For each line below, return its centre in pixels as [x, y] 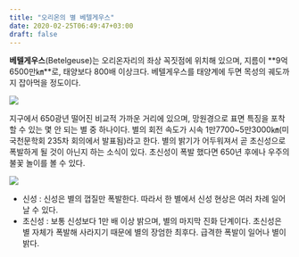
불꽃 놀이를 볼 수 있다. [47, 163]
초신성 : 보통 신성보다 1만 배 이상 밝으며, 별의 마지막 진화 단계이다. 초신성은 [152, 221]
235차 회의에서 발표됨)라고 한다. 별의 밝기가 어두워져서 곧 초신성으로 [167, 141]
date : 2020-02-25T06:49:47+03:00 [71, 26]
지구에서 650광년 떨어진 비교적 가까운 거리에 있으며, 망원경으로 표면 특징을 [139, 119]
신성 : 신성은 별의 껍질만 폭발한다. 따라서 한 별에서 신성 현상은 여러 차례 [145, 199]
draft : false [33, 34]
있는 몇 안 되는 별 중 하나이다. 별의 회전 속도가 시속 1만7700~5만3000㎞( [155, 129]
